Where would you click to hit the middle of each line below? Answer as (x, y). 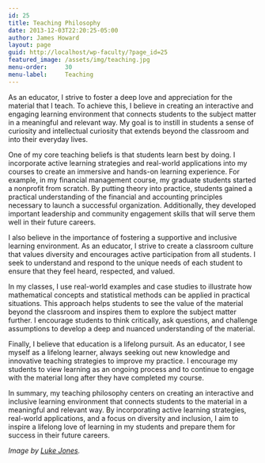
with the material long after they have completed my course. (106, 377)
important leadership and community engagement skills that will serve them (132, 213)
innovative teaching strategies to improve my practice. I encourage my (123, 361)
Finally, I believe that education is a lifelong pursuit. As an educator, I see (127, 344)
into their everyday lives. (48, 139)
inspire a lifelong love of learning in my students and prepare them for (122, 427)
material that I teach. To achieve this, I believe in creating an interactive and (131, 105)
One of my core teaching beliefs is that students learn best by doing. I (122, 155)
